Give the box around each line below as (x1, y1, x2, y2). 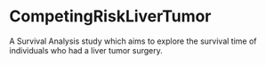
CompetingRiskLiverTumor (9, 6, 212, 27)
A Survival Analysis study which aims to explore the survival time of (9, 36, 257, 46)
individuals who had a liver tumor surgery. (9, 45, 163, 55)
